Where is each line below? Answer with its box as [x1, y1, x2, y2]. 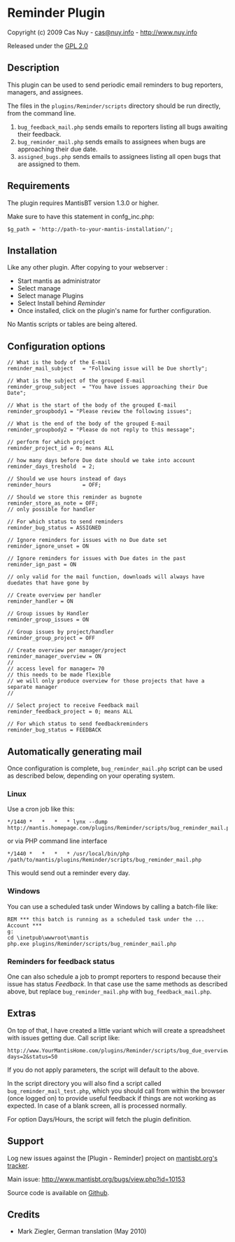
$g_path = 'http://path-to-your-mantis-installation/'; [7, 225, 173, 232]
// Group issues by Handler [7, 610, 90, 617]
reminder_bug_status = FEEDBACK [7, 727, 101, 734]
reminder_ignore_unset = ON [7, 543, 90, 550]
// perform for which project [7, 439, 96, 446]
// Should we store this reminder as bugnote [7, 494, 142, 501]
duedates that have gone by [7, 580, 90, 587]
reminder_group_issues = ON [7, 616, 90, 624]
